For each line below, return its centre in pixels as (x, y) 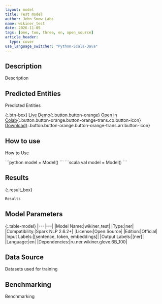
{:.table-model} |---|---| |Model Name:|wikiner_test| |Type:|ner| (69, 226)
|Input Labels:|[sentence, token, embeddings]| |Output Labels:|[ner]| (75, 236)
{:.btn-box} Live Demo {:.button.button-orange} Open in (61, 115)
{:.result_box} (19, 190)
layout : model (20, 10)
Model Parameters (34, 214)
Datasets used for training (32, 269)
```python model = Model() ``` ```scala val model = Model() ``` (66, 163)
